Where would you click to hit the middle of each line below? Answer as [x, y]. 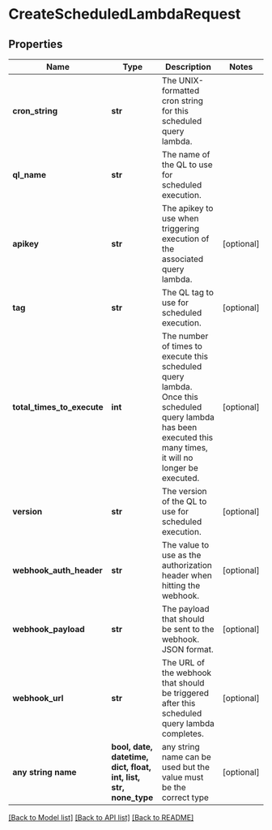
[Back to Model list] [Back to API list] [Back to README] [101, 817]
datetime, [130, 757]
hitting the [181, 585]
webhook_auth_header [57, 570]
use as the [181, 555]
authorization [187, 565]
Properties [36, 44]
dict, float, [131, 767]
